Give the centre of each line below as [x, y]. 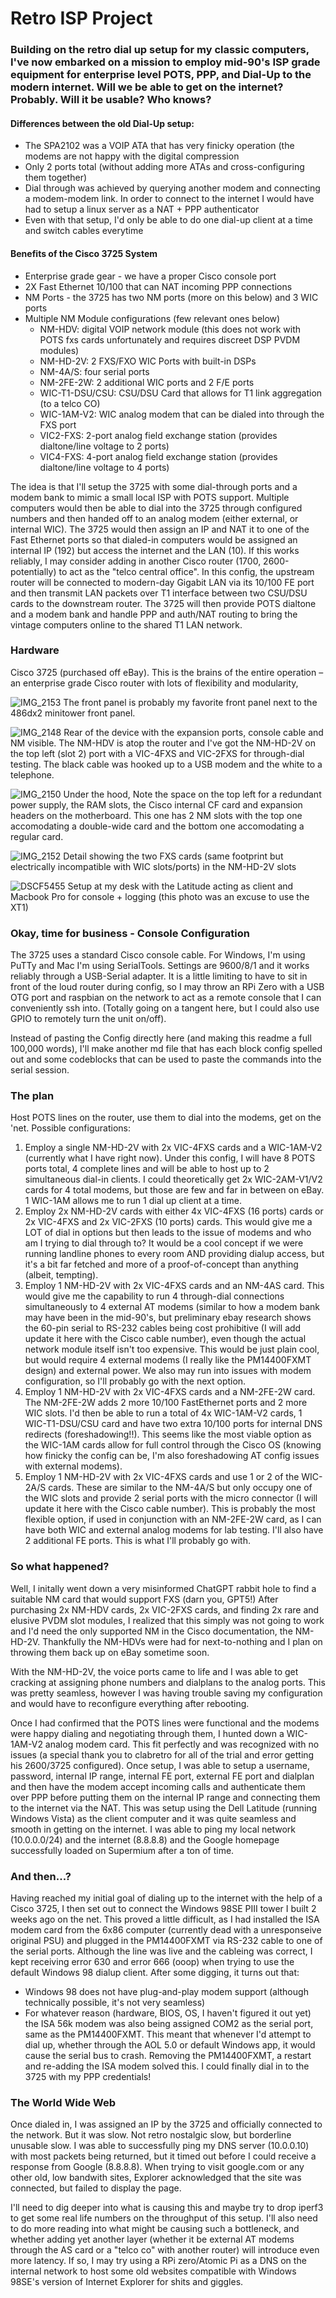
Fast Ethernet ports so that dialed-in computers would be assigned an [154, 539]
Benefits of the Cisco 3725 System [84, 253]
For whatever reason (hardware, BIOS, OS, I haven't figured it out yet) [168, 2013]
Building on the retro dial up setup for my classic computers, [160, 50]
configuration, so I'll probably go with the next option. [135, 1381]
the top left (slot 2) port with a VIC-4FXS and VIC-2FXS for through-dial [157, 753]
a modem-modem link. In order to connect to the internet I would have [169, 199]
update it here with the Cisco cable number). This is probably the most [170, 1509]
